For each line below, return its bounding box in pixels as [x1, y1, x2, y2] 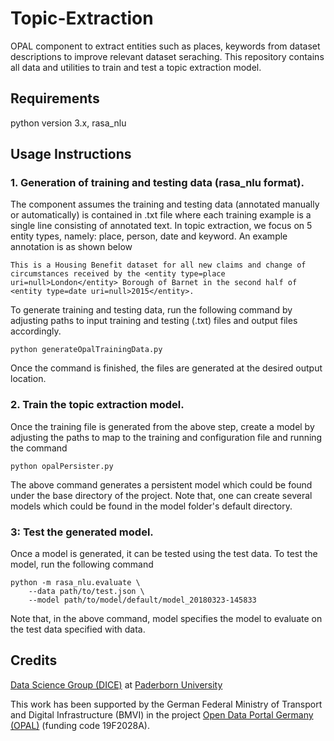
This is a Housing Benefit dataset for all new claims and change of [10, 260, 307, 271]
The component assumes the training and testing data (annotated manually [10, 198, 320, 211]
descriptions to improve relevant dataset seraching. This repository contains [10, 50, 325, 62]
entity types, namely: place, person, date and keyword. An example [10, 230, 288, 242]
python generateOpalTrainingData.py [10, 345, 163, 355]
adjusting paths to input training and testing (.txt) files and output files [10, 315, 298, 327]
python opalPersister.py [10, 461, 114, 471]
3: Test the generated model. [10, 525, 154, 539]
